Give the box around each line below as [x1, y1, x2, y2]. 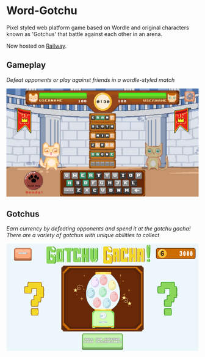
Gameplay [6, 60, 46, 70]
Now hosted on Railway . [6, 42, 67, 50]
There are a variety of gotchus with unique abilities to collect [6, 232, 160, 239]
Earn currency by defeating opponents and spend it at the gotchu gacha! [6, 225, 191, 232]
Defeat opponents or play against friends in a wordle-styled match [6, 76, 175, 83]
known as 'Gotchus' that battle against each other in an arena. [6, 30, 163, 37]
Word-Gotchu [6, 4, 77, 18]
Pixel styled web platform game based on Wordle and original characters [6, 24, 189, 31]
